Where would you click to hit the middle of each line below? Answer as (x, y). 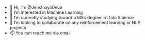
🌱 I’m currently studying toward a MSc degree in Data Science (72, 17)
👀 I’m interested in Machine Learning (46, 12)
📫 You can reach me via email (40, 33)
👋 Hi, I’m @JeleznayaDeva (36, 7)
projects (18, 28)
